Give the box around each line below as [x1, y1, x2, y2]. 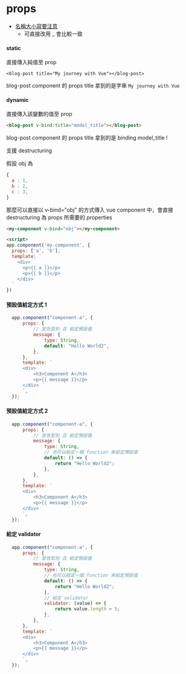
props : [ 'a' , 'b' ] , [11, 248, 61, 254]
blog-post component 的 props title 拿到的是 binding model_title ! [6, 134, 168, 141]
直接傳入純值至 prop [6, 59, 57, 66]
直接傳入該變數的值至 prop [6, 111, 72, 118]
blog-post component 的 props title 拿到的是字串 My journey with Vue [6, 82, 180, 89]
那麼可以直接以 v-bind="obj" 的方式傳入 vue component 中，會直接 [6, 206, 173, 213]
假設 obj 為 [6, 160, 33, 167]
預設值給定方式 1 [6, 301, 47, 308]
